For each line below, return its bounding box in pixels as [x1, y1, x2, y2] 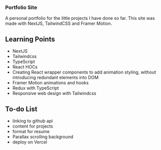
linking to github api [12, 118, 53, 124]
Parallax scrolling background [12, 134, 74, 140]
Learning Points [5, 35, 55, 43]
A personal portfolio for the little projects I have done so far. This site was [5, 15, 155, 21]
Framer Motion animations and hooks [12, 80, 89, 86]
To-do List [5, 105, 38, 113]
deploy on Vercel [12, 139, 47, 145]
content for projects [12, 123, 53, 129]
